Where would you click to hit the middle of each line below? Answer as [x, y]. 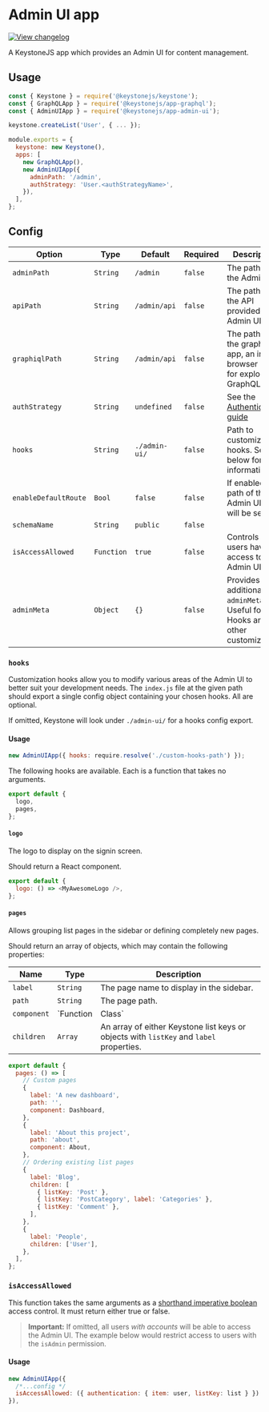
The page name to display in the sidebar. [177, 988]
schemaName [33, 525]
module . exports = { [41, 140]
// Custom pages [50, 1081]
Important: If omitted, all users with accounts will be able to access [139, 1326]
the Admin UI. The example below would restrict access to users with [142, 1335]
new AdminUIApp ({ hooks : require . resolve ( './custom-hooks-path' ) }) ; [127, 756]
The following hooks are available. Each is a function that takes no [117, 771]
